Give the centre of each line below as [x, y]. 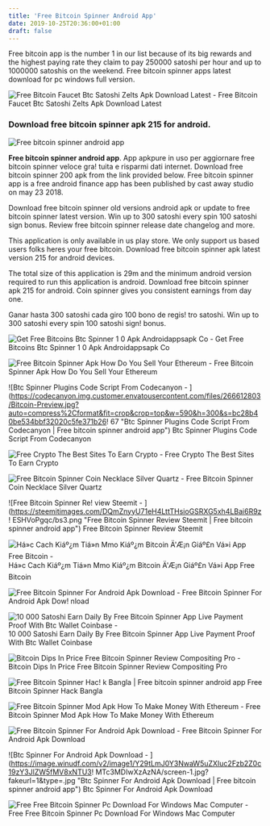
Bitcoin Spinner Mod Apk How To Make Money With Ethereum [111, 715]
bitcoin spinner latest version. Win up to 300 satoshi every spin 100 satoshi [133, 216]
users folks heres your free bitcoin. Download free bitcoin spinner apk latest [134, 249]
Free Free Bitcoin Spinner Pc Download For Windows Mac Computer [122, 813]
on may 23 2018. [36, 192]
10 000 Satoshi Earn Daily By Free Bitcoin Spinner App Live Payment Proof [132, 633]
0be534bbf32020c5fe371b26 [58, 421]
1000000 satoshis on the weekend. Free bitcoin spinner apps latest [120, 71]
